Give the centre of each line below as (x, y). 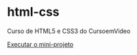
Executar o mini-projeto (40, 44)
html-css (33, 12)
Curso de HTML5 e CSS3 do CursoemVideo (69, 31)
